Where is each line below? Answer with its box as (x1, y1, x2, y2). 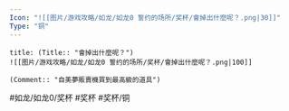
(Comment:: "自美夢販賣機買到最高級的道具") (9, 75, 161, 84)
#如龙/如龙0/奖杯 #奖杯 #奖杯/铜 (9, 92, 130, 103)
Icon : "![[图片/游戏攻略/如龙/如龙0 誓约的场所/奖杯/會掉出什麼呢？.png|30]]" (9, 13, 281, 23)
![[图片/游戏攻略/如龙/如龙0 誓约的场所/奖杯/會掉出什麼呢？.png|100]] (9, 58, 253, 67)
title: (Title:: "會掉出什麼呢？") (9, 48, 134, 57)
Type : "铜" (9, 22, 50, 31)
